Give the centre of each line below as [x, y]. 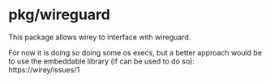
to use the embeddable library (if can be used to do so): [101, 61]
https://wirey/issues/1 [44, 69]
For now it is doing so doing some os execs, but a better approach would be [135, 52]
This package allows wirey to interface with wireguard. [100, 37]
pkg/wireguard [60, 15]
